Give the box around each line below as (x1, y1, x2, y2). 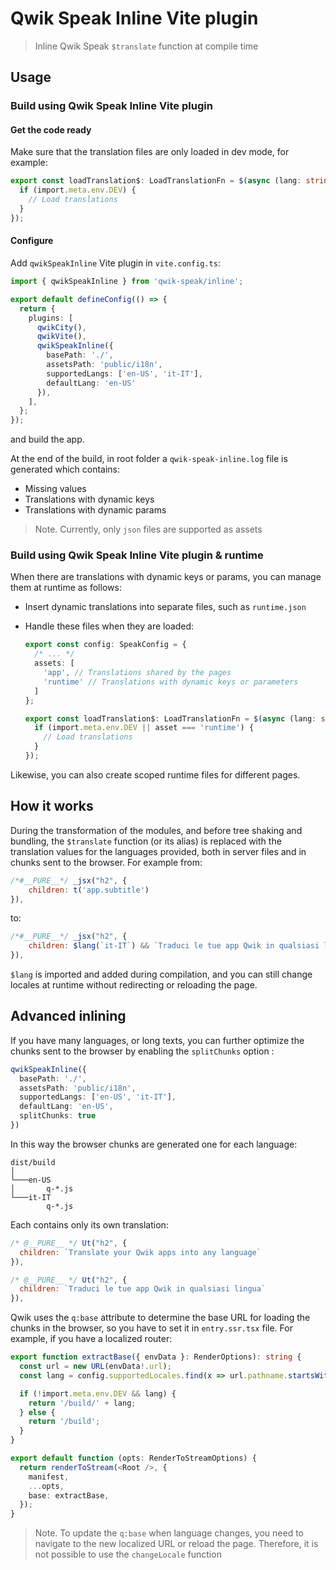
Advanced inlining (10, 1008, 127, 1025)
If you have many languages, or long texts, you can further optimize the (10, 1034, 305, 1046)
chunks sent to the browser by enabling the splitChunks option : (10, 1045, 275, 1057)
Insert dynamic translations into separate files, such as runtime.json (24, 601, 307, 613)
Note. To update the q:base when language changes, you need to (34, 1527, 304, 1539)
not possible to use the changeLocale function (34, 1548, 222, 1561)
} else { (19, 1407, 56, 1417)
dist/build (10, 1157, 56, 1167)
